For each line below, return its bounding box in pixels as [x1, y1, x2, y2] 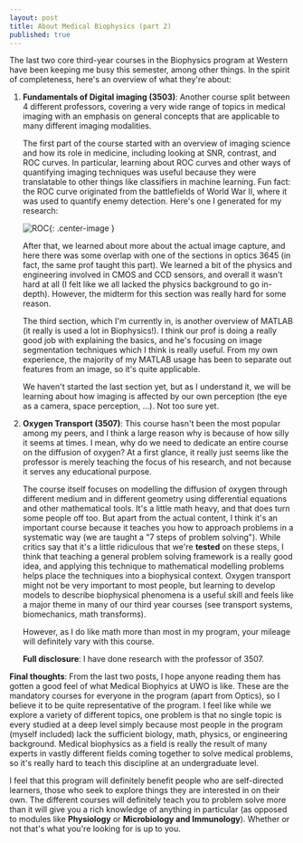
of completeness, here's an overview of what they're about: [9, 74, 232, 85]
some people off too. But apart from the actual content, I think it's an [22, 513, 279, 523]
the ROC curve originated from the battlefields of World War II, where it [22, 187, 288, 197]
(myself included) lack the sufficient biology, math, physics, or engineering [9, 729, 288, 740]
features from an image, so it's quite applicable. [22, 364, 201, 375]
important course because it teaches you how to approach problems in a [22, 522, 294, 533]
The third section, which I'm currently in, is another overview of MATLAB [22, 316, 294, 327]
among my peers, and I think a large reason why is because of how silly [22, 427, 289, 439]
